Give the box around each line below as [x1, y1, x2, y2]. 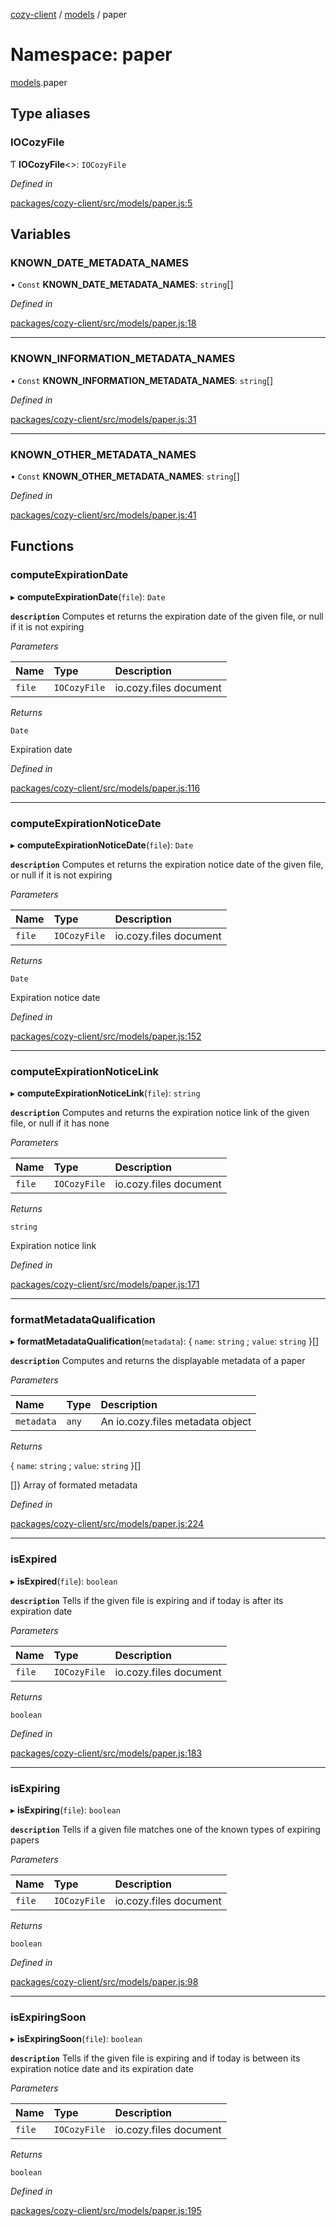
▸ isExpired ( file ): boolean [10, 1575, 118, 1587]
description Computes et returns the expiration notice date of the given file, [10, 858, 324, 870]
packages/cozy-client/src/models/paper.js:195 [10, 2205, 202, 2217]
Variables [10, 226, 72, 243]
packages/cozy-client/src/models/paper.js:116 [10, 782, 201, 794]
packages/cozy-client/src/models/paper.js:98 [10, 1976, 199, 1988]
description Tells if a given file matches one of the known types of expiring [10, 1824, 321, 1836]
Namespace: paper [10, 44, 173, 66]
